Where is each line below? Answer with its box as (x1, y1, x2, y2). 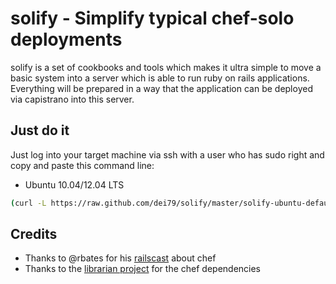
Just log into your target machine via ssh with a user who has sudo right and (10, 148, 325, 161)
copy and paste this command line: (10, 159, 155, 171)
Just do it (10, 122, 70, 139)
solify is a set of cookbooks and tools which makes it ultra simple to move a (10, 61, 322, 73)
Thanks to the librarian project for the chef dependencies (24, 263, 262, 275)
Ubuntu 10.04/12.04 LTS (24, 178, 125, 191)
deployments (10, 28, 123, 51)
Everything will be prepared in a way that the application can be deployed (10, 82, 313, 94)
